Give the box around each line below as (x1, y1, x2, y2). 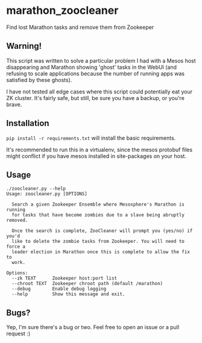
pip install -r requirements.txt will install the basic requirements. (6, 134, 176, 142)
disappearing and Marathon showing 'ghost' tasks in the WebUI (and (6, 63, 177, 71)
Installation (6, 118, 49, 128)
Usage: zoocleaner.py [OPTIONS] (6, 191, 87, 197)
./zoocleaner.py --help (6, 186, 66, 192)
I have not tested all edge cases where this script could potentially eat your (6, 88, 193, 95)
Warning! (6, 41, 42, 51)
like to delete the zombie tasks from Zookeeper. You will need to (11, 239, 185, 245)
